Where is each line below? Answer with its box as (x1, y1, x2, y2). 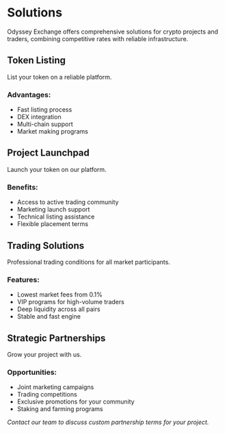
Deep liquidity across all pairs (16, 305, 101, 313)
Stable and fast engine (16, 312, 81, 321)
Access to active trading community (16, 198, 119, 206)
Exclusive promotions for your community (16, 397, 135, 406)
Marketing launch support (16, 206, 90, 214)
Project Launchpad (7, 147, 90, 159)
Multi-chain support (16, 120, 73, 128)
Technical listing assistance (16, 212, 95, 221)
